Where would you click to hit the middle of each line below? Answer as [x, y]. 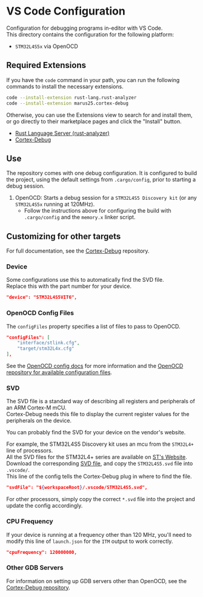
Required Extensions [46, 65]
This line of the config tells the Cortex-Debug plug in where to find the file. [99, 476]
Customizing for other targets [64, 236]
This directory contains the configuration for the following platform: [90, 34]
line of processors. [30, 451]
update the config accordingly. [45, 506]
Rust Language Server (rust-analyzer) [62, 133]
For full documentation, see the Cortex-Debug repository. [78, 251]
